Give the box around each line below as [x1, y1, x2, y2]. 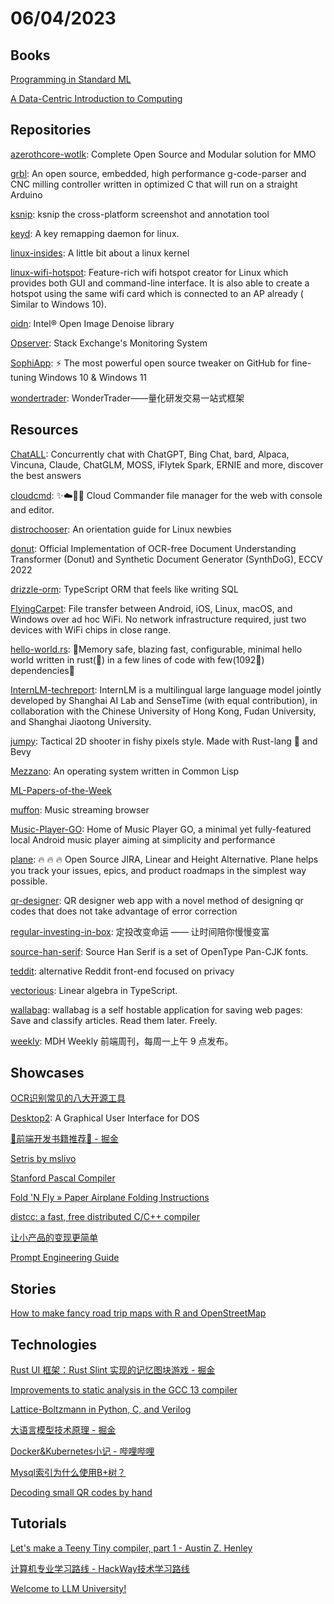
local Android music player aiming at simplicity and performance [10, 833, 276, 846]
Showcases [10, 1065, 85, 1082]
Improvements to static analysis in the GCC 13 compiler [10, 1384, 238, 1396]
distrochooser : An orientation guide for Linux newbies [10, 523, 232, 535]
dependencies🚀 [10, 664, 75, 676]
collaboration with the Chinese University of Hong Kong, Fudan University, [10, 705, 317, 717]
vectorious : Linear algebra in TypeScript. [10, 984, 178, 996]
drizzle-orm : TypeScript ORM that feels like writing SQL [10, 583, 239, 595]
